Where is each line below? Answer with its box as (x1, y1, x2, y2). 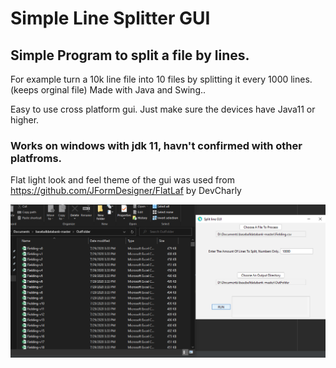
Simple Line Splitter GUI (10, 7, 211, 30)
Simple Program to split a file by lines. (10, 47, 250, 64)
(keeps (10, 84, 39, 96)
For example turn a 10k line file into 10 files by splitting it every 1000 (10, 73, 289, 85)
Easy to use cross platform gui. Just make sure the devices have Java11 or (10, 103, 316, 115)
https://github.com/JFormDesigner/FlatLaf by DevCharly (10, 185, 242, 197)
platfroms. (10, 151, 63, 165)
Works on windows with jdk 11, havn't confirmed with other (10, 138, 303, 152)
